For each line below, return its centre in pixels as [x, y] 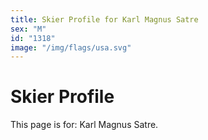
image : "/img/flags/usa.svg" [71, 47]
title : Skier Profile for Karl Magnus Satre [104, 19]
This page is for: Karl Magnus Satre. [84, 125]
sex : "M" [28, 29]
